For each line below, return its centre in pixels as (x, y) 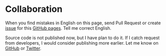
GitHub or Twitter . (23, 48)
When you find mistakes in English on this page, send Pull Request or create (83, 23)
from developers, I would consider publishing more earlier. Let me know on (82, 43)
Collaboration (34, 9)
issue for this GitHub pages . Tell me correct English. (58, 28)
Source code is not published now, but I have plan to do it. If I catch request (83, 38)
